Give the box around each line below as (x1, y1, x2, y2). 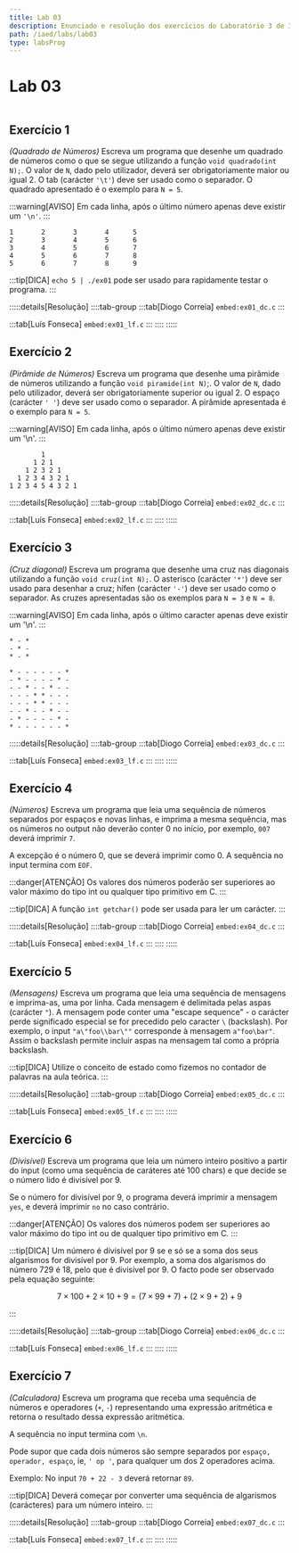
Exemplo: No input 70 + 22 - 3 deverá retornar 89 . (9, 1473, 194, 1483)
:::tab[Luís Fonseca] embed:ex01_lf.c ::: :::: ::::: (9, 318, 178, 329)
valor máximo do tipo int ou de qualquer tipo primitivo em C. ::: (9, 1228, 238, 1239)
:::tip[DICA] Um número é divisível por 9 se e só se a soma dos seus (9, 1245, 259, 1256)
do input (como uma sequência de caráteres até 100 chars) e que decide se (9, 1165, 287, 1176)
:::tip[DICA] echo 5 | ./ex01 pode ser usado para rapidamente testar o (9, 275, 269, 285)
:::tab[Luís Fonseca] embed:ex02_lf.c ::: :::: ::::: (9, 514, 178, 525)
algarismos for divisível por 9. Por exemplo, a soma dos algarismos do (9, 1255, 266, 1266)
